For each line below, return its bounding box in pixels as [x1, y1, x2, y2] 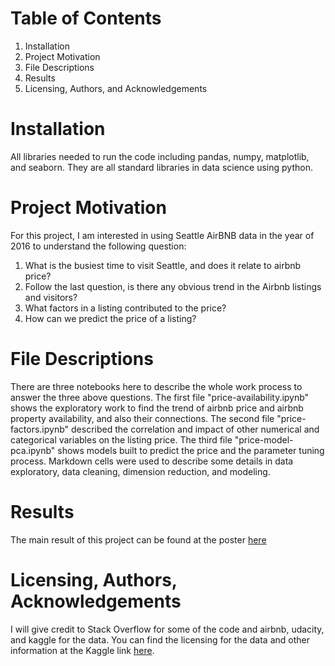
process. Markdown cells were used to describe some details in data [10, 455, 294, 467]
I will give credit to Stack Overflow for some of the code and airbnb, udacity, [10, 623, 325, 635]
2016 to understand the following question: [10, 240, 187, 252]
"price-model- [234, 433, 294, 446]
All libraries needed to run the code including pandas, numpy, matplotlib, [10, 150, 310, 162]
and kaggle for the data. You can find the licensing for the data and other [10, 633, 310, 646]
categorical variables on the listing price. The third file [10, 433, 233, 446]
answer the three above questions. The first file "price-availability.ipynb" [10, 391, 310, 403]
